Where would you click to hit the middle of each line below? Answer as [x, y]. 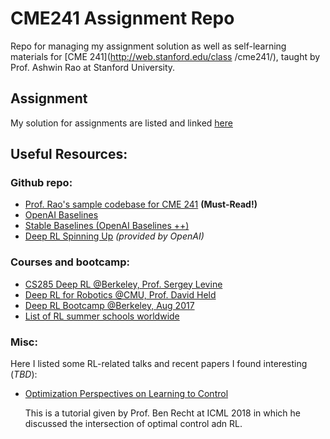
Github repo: [41, 183]
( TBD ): [24, 374]
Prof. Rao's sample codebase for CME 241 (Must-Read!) [141, 204]
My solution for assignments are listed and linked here [121, 123]
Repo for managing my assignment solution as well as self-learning [148, 46]
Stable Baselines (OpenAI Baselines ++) [107, 226]
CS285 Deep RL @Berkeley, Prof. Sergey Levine [123, 284]
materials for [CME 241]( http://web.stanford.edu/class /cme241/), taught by [165, 56]
